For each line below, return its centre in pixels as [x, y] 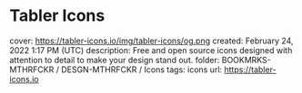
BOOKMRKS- [246, 60]
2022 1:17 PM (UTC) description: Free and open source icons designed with [151, 50]
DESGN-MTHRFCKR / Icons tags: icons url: [141, 70]
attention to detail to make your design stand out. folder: [115, 60]
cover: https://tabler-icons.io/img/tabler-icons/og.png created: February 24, [151, 41]
